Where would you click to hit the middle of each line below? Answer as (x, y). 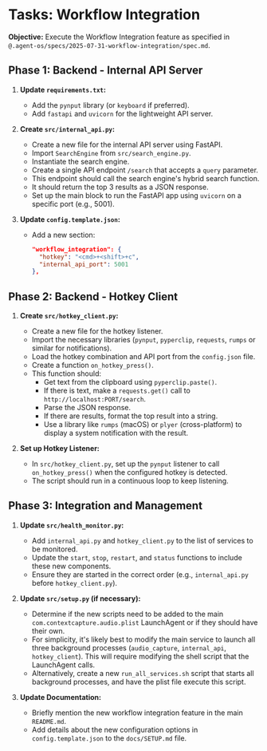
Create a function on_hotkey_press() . (92, 366)
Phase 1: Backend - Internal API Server (106, 71)
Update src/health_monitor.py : (72, 525)
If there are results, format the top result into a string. (131, 416)
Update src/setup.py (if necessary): (80, 598)
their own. (48, 630)
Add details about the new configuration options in (115, 729)
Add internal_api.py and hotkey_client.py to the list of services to (142, 540)
